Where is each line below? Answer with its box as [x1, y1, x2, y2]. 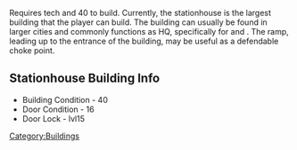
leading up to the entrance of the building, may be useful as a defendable [9, 36, 279, 46]
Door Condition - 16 [21, 104, 95, 114]
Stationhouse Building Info [9, 71, 161, 86]
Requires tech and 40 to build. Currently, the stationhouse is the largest [9, 8, 272, 18]
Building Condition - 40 [21, 94, 109, 105]
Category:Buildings [9, 130, 80, 141]
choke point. [9, 45, 55, 56]
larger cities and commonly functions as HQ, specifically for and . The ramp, [9, 27, 290, 36]
